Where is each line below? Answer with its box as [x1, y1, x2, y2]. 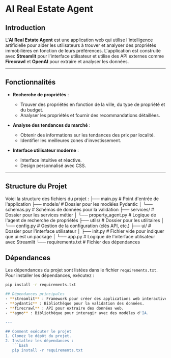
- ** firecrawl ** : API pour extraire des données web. [5, 306, 124, 311]
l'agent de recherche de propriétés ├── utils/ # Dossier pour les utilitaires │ [5, 217, 164, 223]
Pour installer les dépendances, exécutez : [5, 272, 95, 279]
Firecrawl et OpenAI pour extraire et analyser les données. [5, 59, 129, 64]
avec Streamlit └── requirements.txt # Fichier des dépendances [5, 239, 140, 245]
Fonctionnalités [5, 78, 56, 87]
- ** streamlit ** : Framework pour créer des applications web [5, 296, 140, 301]
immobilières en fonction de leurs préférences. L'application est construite [5, 48, 161, 53]
